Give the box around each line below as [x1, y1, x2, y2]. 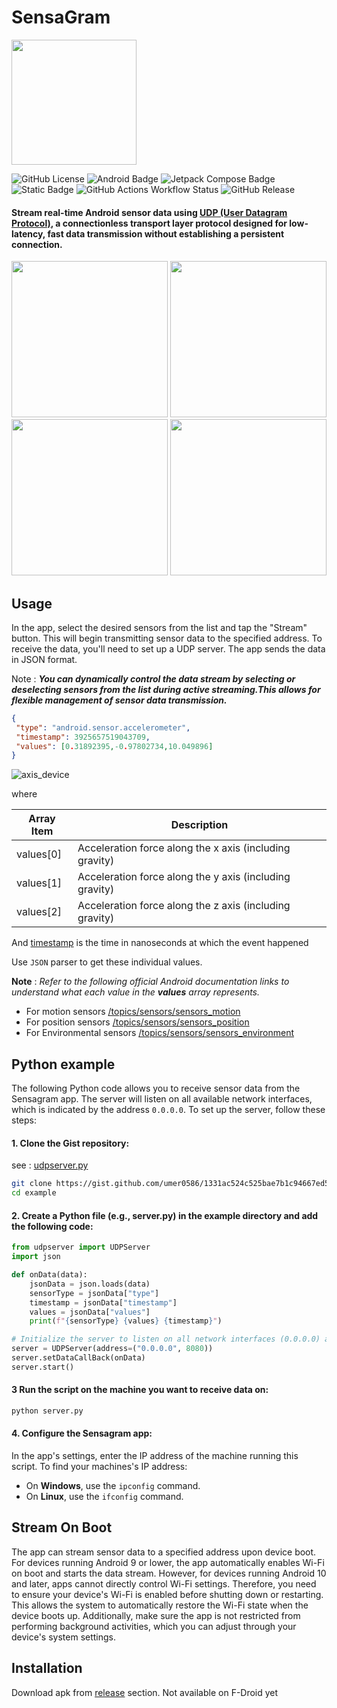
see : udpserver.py [11, 1159, 89, 1171]
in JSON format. [11, 653, 78, 665]
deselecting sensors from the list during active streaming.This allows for [11, 683, 321, 695]
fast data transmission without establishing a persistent [47, 227, 285, 240]
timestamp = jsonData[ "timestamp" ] [29, 1297, 178, 1308]
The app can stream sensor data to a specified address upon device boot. [11, 1546, 317, 1558]
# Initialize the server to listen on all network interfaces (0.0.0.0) [11, 1334, 321, 1345]
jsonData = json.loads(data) [29, 1279, 151, 1289]
